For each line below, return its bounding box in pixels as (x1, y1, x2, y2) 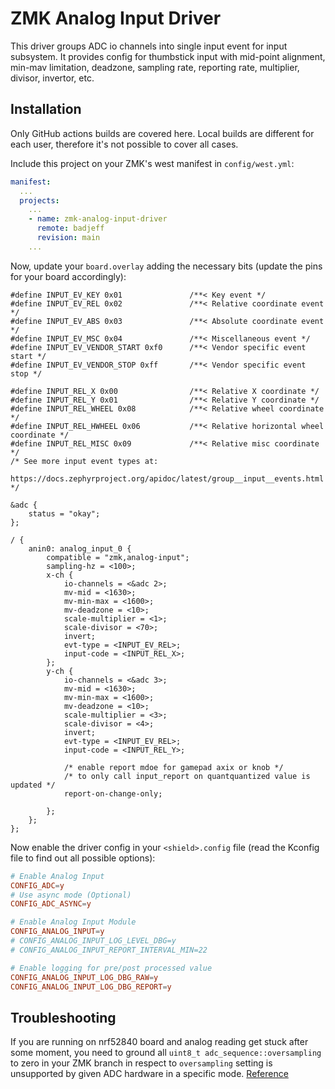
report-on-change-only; (63, 788, 163, 799)
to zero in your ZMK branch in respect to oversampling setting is (10, 1057, 273, 1069)
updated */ (10, 780, 56, 790)
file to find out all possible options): (10, 852, 156, 864)
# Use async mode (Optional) (10, 890, 132, 900)
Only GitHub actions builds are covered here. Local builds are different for (10, 127, 315, 139)
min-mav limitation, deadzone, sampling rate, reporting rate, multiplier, (10, 61, 300, 73)
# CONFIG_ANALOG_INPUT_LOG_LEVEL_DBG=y (10, 936, 177, 946)
